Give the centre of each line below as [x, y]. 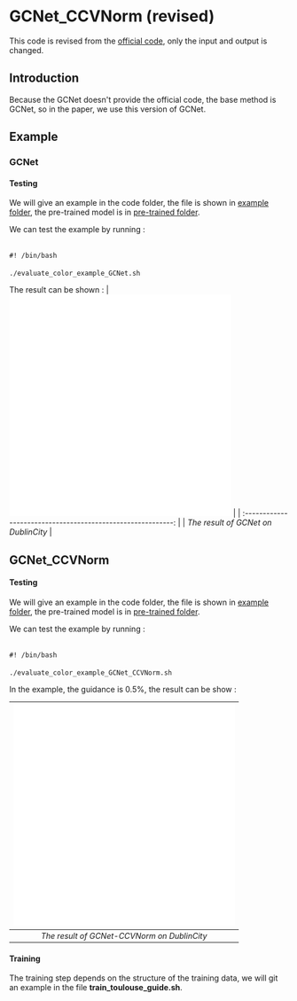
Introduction [44, 78]
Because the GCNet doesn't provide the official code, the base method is [143, 99]
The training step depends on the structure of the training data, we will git [144, 978]
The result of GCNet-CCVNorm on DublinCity [124, 935]
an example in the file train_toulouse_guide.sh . [96, 988]
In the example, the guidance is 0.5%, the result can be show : [123, 689]
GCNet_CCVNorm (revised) [112, 16]
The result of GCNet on [230, 523]
